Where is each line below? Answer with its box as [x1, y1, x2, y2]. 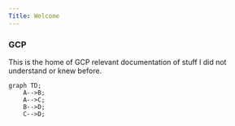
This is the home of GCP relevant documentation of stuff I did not [8, 57, 227, 67]
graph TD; [8, 81, 42, 89]
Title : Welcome [8, 11, 60, 20]
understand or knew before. [8, 66, 102, 76]
